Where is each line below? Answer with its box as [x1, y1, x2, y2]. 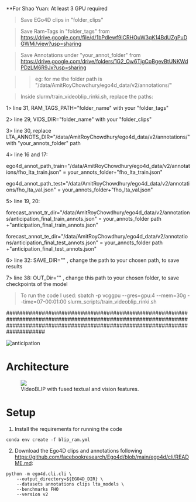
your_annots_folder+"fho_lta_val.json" [62, 186, 153, 193]
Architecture [6, 361, 69, 373]
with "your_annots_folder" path [6, 140, 81, 146]
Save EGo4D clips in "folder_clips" [20, 16, 104, 23]
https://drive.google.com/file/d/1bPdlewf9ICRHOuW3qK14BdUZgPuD [20, 34, 188, 41]
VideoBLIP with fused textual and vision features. [20, 385, 139, 392]
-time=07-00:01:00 [20, 298, 67, 305]
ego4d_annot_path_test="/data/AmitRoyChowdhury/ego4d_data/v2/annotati [6, 180, 190, 187]
